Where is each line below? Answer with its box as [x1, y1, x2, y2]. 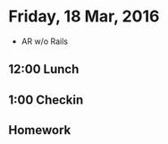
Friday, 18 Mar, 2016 [8, 6, 160, 27]
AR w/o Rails [21, 36, 69, 47]
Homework [8, 123, 71, 138]
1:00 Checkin [8, 92, 84, 107]
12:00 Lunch [8, 62, 80, 77]
